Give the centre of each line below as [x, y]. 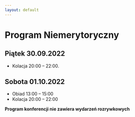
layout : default [22, 10]
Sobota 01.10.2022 [35, 82]
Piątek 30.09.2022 [35, 54]
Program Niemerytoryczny [62, 35]
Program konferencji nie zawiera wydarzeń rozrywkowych [67, 109]
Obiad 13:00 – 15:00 [33, 94]
